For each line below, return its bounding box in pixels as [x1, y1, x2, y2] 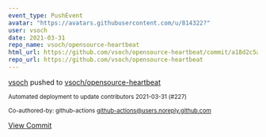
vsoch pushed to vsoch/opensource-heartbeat [8, 77, 161, 87]
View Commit [8, 120, 52, 130]
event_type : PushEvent [8, 11, 83, 20]
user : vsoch [8, 26, 47, 34]
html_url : [8, 48, 41, 56]
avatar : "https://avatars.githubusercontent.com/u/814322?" [8, 19, 211, 27]
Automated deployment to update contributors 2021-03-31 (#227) [8, 93, 188, 101]
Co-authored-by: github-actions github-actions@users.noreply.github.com [8, 106, 211, 115]
